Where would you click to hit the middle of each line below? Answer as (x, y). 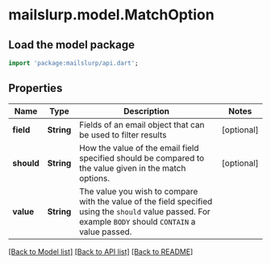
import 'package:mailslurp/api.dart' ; (73, 63)
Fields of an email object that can (142, 124)
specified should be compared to (142, 157)
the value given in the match (133, 168)
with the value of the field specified (146, 201)
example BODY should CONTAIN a (138, 221)
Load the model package (72, 45)
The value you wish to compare (139, 191)
